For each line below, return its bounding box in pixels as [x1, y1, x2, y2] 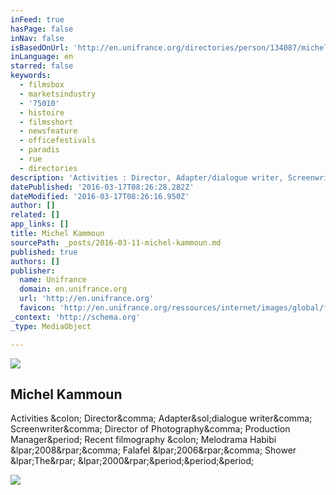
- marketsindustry [19, 89, 97, 99]
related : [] [10, 210, 60, 220]
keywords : [10, 71, 52, 81]
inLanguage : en [10, 52, 74, 62]
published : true [10, 247, 78, 257]
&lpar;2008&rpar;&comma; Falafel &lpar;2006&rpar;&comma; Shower [10, 444, 297, 456]
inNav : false [10, 33, 65, 43]
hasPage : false [10, 24, 74, 34]
